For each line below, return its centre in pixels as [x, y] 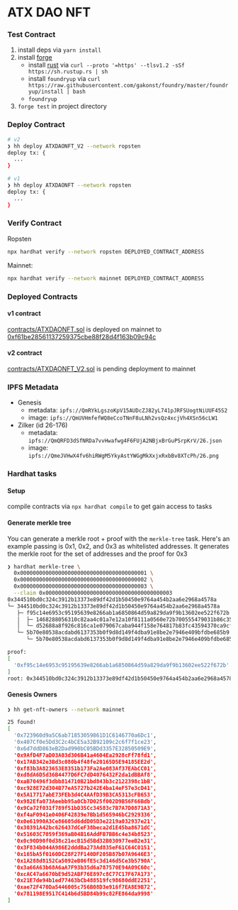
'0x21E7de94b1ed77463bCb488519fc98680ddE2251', [85, 881]
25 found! [22, 722]
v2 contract [25, 353]
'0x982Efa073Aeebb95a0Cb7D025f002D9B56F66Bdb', [85, 801]
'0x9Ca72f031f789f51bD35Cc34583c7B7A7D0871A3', [85, 808]
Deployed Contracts [42, 297]
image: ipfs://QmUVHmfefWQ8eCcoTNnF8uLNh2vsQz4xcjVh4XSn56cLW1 [123, 418]
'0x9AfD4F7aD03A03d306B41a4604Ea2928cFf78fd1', [85, 755]
